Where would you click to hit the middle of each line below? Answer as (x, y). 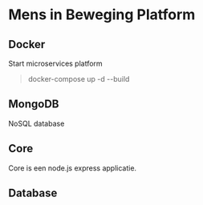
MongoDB (34, 105)
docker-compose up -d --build (79, 79)
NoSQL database (37, 123)
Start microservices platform (55, 63)
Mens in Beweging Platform (102, 15)
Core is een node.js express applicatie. (73, 168)
